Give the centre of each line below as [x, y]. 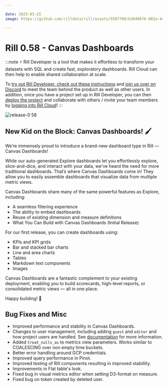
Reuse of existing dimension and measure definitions [67, 217]
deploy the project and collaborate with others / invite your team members [82, 100]
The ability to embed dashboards [46, 212]
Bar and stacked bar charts [40, 247]
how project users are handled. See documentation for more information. [87, 337]
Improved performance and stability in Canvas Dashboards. [74, 326]
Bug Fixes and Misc [36, 314]
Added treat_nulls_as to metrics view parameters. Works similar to [82, 342]
